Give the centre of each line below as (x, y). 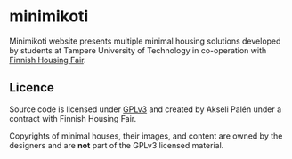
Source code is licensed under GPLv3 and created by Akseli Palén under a (146, 109)
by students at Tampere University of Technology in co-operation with (138, 50)
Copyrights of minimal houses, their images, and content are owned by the (146, 136)
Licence (32, 87)
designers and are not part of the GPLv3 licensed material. (117, 145)
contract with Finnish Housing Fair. (73, 118)
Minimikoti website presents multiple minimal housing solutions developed (145, 41)
